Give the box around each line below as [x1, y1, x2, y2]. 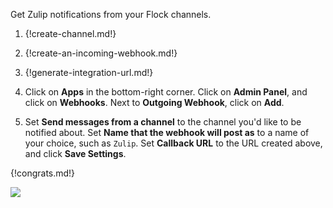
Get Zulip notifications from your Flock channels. [10, 9, 212, 20]
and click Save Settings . [24, 148, 127, 159]
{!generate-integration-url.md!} [24, 67, 154, 78]
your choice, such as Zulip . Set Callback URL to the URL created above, [24, 137, 323, 149]
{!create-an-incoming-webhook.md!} [24, 47, 178, 59]
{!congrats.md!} [10, 167, 76, 179]
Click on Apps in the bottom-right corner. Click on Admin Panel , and [24, 86, 308, 98]
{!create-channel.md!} [24, 28, 117, 39]
